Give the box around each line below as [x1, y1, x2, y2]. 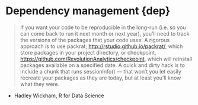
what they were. [20, 80, 60, 87]
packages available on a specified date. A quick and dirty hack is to [20, 61, 185, 69]
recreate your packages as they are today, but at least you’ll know [20, 74, 181, 81]
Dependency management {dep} [5, 4, 171, 18]
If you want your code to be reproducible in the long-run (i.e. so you [20, 24, 186, 31]
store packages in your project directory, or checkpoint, [20, 49, 157, 56]
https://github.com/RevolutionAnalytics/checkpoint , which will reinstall [20, 55, 193, 62]
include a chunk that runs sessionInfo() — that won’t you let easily [20, 68, 181, 75]
